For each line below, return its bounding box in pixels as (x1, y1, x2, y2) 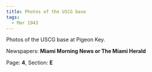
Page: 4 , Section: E (6, 59, 53, 66)
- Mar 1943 (11, 20, 39, 26)
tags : (6, 14, 20, 20)
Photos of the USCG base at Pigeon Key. (6, 36, 106, 43)
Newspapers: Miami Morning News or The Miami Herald (6, 48, 147, 55)
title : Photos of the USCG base (6, 8, 86, 15)
